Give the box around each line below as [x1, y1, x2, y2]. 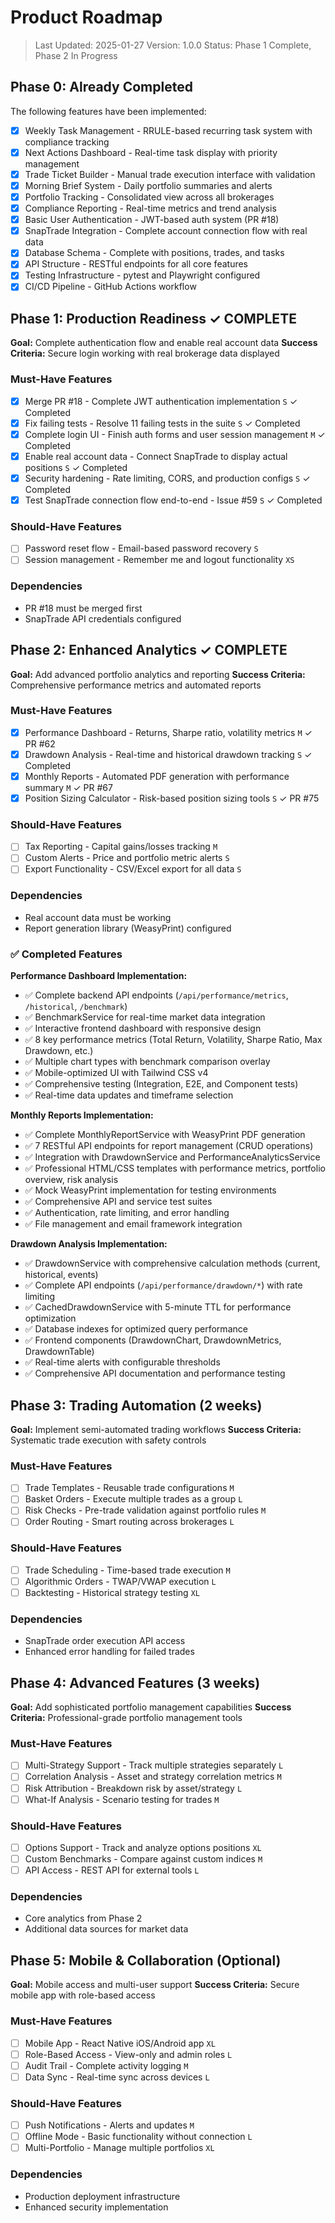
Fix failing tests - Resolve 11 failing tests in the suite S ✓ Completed [24, 417, 301, 429]
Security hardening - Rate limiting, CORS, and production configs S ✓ [24, 472, 311, 484]
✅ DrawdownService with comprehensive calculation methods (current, [24, 1257, 321, 1270]
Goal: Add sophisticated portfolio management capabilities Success [10, 1701, 292, 1713]
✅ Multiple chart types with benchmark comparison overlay [24, 1056, 271, 1068]
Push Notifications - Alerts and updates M [24, 2119, 195, 2131]
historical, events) [24, 1269, 99, 1281]
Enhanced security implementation [24, 2201, 169, 2213]
